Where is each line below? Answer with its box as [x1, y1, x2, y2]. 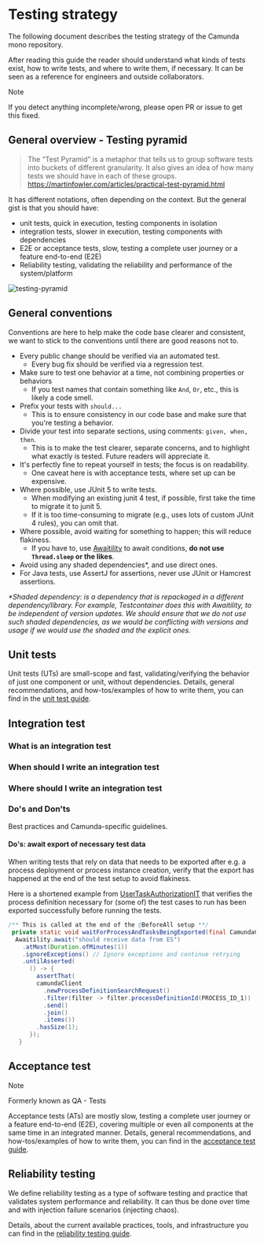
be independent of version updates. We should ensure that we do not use [8, 608, 247, 618]
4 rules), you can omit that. [31, 518, 119, 528]
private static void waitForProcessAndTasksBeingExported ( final [11, 928, 226, 936]
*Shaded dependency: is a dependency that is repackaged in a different [8, 592, 244, 601]
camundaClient [36, 979, 82, 988]
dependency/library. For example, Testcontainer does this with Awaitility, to [8, 600, 252, 610]
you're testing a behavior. [31, 418, 114, 427]
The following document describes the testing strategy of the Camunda [8, 31, 240, 41]
